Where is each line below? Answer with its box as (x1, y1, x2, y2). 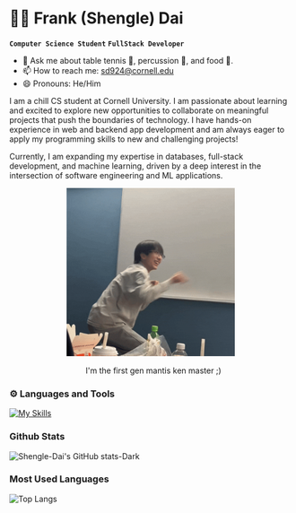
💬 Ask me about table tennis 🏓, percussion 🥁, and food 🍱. (22, 55, 234, 65)
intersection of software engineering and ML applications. (9, 170, 223, 180)
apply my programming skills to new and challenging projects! (9, 134, 239, 144)
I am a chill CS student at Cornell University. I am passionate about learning (9, 95, 288, 106)
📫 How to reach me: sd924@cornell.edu (22, 65, 175, 75)
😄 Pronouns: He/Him (22, 78, 101, 89)
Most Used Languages (9, 473, 109, 485)
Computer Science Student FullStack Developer (9, 39, 185, 48)
